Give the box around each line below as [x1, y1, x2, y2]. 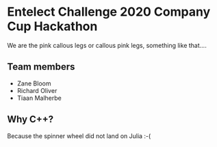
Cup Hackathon [7, 18, 98, 34]
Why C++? [7, 113, 53, 125]
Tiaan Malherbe [16, 94, 62, 102]
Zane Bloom [16, 79, 51, 88]
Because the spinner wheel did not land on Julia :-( [7, 131, 151, 140]
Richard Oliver [16, 86, 58, 94]
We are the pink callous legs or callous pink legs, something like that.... [7, 41, 207, 49]
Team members [7, 61, 75, 72]
